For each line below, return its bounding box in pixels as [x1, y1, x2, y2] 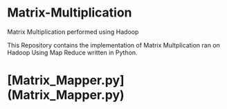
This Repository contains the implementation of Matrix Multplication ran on [7, 41, 220, 49]
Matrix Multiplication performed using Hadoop [7, 28, 139, 36]
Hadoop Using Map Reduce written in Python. [7, 48, 138, 57]
